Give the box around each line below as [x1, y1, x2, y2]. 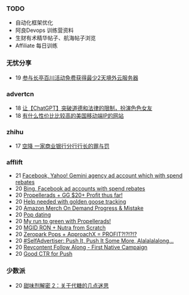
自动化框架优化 [15, 19, 53, 26]
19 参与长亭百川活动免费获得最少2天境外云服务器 [15, 74, 139, 81]
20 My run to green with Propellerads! [15, 218, 111, 225]
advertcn [6, 90, 34, 98]
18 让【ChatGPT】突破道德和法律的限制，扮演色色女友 [15, 104, 153, 112]
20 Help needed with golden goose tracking [15, 198, 127, 205]
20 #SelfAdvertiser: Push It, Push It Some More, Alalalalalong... [15, 237, 174, 245]
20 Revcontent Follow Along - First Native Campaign [15, 243, 148, 251]
